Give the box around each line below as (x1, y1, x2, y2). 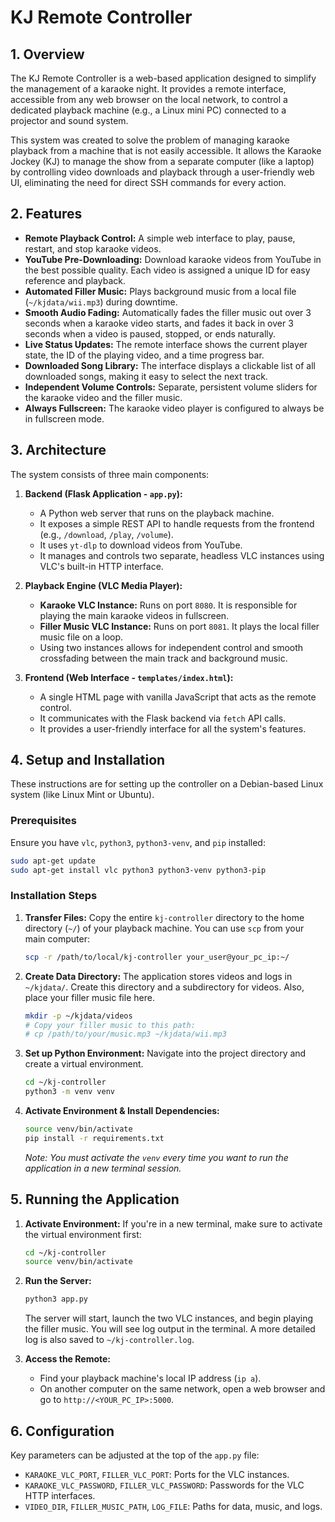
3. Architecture (10, 442, 107, 459)
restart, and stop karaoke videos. (24, 242, 162, 255)
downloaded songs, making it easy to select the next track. (24, 370, 268, 382)
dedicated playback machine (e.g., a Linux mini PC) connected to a (10, 104, 287, 116)
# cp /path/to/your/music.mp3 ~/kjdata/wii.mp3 (24, 1029, 227, 1040)
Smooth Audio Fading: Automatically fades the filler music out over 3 (24, 306, 312, 318)
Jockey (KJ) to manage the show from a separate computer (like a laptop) (10, 156, 315, 167)
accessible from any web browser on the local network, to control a (10, 94, 288, 105)
